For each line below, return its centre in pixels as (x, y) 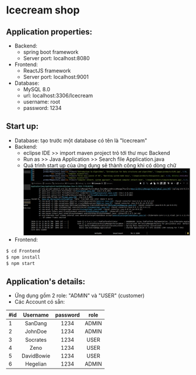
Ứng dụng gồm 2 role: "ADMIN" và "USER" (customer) (79, 295)
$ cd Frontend (23, 251)
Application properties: (49, 32)
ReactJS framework (47, 70)
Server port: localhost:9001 (56, 77)
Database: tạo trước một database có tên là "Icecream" (81, 140)
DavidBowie (36, 356)
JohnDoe (36, 332)
